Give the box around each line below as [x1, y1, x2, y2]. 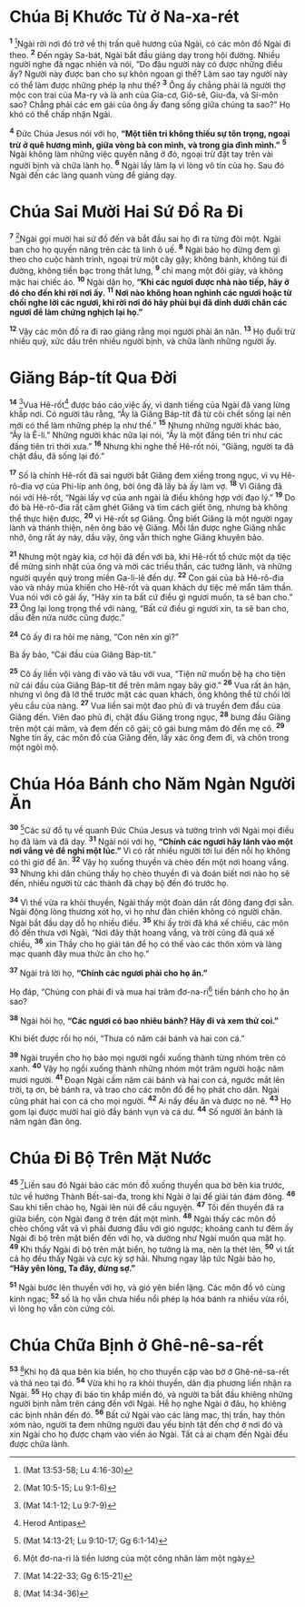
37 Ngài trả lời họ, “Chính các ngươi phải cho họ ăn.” [9, 965, 208, 978]
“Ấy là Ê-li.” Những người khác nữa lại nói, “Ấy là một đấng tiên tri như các [9, 430, 283, 440]
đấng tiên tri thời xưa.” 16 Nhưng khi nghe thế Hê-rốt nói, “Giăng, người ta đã [9, 440, 294, 451]
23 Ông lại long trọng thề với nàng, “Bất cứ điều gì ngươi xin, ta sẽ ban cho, [9, 601, 289, 613]
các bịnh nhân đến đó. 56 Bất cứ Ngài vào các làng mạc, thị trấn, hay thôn [9, 1408, 286, 1420]
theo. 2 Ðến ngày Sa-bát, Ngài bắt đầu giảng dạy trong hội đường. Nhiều [9, 47, 280, 60]
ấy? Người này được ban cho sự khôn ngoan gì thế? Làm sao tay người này [9, 68, 289, 79]
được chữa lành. [9, 1439, 70, 1450]
